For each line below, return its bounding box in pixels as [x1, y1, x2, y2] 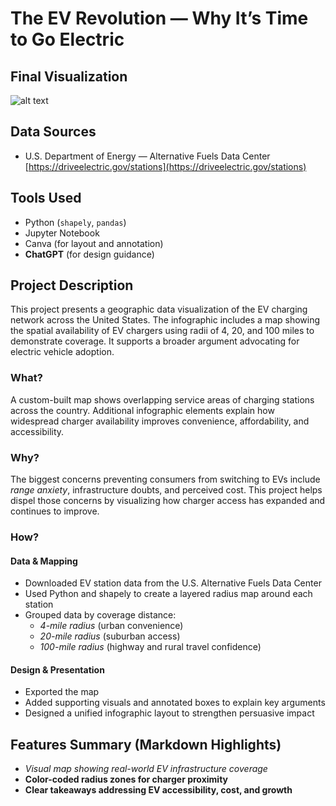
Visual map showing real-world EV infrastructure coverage [24, 763, 268, 775]
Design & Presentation [10, 663, 105, 676]
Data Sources [10, 123, 97, 141]
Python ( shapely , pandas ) [24, 216, 127, 228]
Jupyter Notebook [24, 227, 100, 239]
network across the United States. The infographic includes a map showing [10, 314, 321, 326]
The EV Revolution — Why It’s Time [10, 7, 309, 30]
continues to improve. [10, 505, 100, 517]
